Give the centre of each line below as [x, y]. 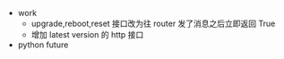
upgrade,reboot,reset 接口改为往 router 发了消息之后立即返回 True [153, 23]
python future [43, 45]
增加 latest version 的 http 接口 [87, 34]
